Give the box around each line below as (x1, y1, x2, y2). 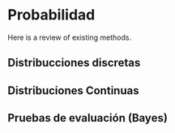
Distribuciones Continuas (7, 84, 139, 97)
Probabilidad (7, 6, 96, 24)
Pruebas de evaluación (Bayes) (7, 111, 168, 125)
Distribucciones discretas (7, 56, 141, 70)
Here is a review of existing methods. (7, 32, 131, 42)
